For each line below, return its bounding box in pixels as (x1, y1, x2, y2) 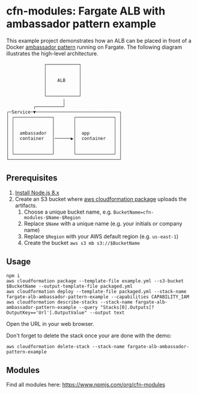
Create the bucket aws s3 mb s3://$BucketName (23, 239, 140, 246)
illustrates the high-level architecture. (6, 49, 99, 57)
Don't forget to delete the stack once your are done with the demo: (6, 332, 172, 339)
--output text (89, 310, 125, 316)
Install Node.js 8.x (14, 189, 59, 196)
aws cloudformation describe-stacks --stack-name (6, 299, 133, 305)
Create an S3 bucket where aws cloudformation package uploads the (14, 195, 187, 203)
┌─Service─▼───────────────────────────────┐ (6, 109, 122, 115)
